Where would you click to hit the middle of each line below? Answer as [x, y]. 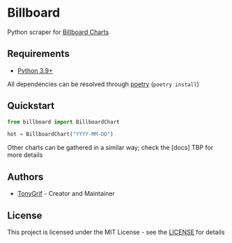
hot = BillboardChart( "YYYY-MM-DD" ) [60, 134]
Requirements [38, 54]
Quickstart [31, 106]
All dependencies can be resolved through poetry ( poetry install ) [103, 84]
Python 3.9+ [35, 70]
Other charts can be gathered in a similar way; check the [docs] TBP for [110, 148]
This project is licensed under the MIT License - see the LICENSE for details [116, 232]
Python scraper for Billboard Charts [58, 32]
